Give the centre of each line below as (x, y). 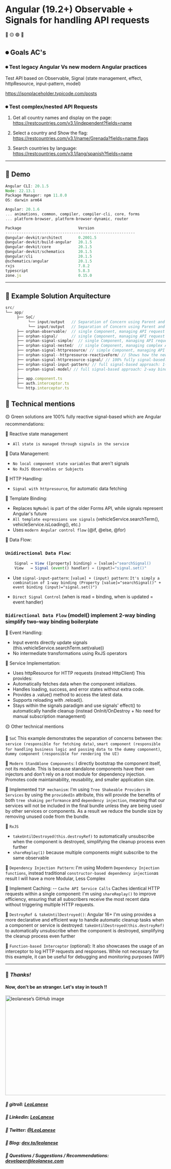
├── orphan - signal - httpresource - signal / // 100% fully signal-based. (92, 360)
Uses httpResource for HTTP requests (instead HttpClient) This (79, 673)
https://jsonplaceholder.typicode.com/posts (51, 93)
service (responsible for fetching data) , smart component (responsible (83, 744)
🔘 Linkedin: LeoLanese (30, 1117)
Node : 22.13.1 (20, 191)
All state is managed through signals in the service (71, 444)
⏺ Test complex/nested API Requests (51, 106)
